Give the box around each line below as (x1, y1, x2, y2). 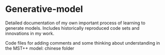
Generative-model (5, 3, 83, 15)
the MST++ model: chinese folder (5, 45, 74, 51)
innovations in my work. (5, 30, 54, 36)
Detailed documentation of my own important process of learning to (5, 20, 145, 26)
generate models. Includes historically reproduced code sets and (5, 25, 139, 31)
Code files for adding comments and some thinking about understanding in (5, 40, 160, 46)
